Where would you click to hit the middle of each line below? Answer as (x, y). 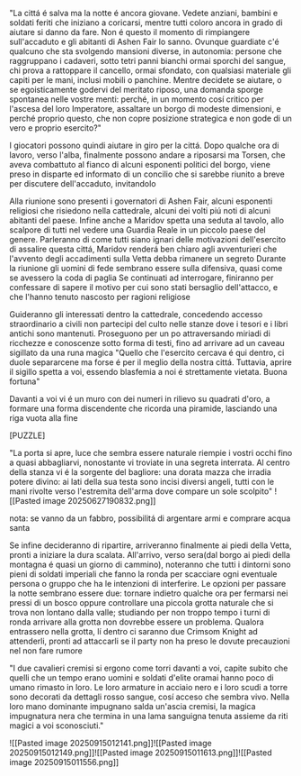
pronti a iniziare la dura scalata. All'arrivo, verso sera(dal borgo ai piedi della (150, 555)
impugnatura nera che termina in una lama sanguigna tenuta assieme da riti (149, 716)
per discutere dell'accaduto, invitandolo (83, 183)
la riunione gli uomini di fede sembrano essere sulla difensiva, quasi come (146, 268)
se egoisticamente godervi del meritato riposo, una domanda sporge (136, 90)
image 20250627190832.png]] (99, 501)
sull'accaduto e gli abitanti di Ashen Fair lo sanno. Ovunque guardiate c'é (145, 41)
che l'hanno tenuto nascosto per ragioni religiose (100, 297)
